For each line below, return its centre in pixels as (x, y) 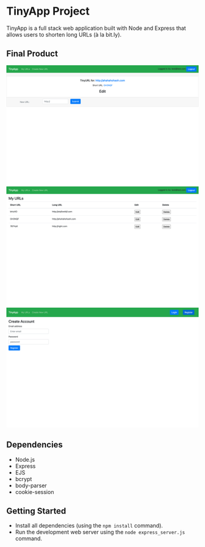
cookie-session (34, 492)
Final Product (32, 54)
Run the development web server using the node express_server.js (100, 532)
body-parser (31, 485)
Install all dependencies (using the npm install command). (89, 526)
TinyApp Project (48, 11)
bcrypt (23, 479)
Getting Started (36, 511)
